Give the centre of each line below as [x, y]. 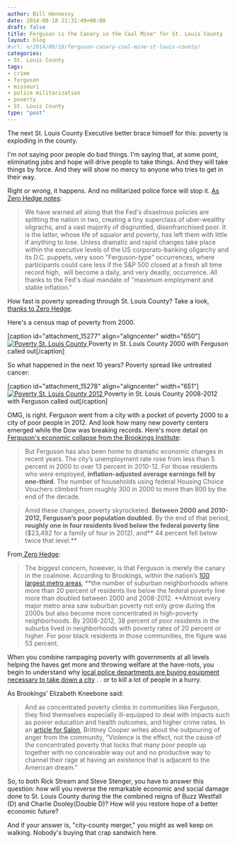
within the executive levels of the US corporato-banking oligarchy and [127, 250]
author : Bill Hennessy [41, 14]
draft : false [27, 27]
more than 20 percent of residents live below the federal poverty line [125, 590]
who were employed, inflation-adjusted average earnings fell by [120, 474]
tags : [15, 67]
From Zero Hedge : [34, 554]
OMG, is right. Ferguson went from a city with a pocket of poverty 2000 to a [118, 415]
